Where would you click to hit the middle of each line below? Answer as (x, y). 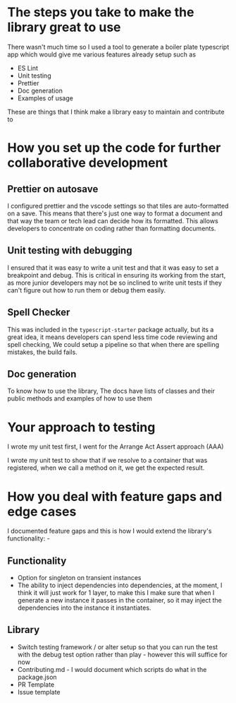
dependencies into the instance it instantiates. (84, 608)
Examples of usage (45, 98)
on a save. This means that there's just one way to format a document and (115, 213)
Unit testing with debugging (70, 250)
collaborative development (87, 163)
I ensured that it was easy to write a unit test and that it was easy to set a (113, 267)
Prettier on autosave (53, 189)
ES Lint (28, 68)
